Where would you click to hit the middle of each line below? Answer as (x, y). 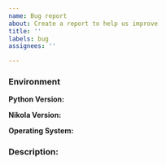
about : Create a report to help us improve (83, 24)
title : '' (25, 31)
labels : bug (28, 39)
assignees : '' (33, 46)
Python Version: (37, 99)
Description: (33, 152)
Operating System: (41, 131)
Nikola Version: (35, 115)
